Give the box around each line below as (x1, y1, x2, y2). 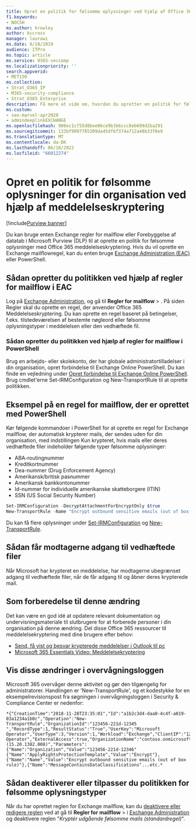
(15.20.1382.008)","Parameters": (6, 742, 87, 748)
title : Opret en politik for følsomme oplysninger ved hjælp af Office (6, 8, 184, 15)
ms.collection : (6, 80, 43, 86)
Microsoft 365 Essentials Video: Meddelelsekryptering (14, 648, 145, 655)
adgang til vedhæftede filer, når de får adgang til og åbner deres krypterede (6, 573, 188, 580)
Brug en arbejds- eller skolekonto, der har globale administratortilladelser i (6, 358, 185, 365)
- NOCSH (6, 19, 25, 25)
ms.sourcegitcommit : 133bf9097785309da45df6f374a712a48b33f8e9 (6, 128, 163, 135)
